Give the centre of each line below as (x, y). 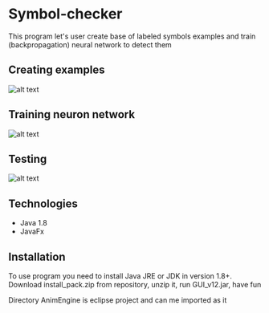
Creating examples (57, 70)
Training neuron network (71, 114)
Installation (37, 256)
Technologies (43, 203)
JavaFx (32, 232)
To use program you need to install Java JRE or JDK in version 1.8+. (120, 276)
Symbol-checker (65, 14)
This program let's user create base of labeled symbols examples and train (132, 36)
